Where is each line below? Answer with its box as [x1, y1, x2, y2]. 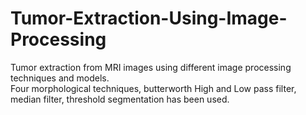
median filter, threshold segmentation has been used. [10, 93, 230, 105]
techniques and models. [10, 72, 110, 84]
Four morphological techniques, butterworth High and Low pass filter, [10, 82, 297, 94]
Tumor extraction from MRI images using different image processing [10, 61, 292, 73]
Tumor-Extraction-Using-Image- [10, 7, 288, 30]
